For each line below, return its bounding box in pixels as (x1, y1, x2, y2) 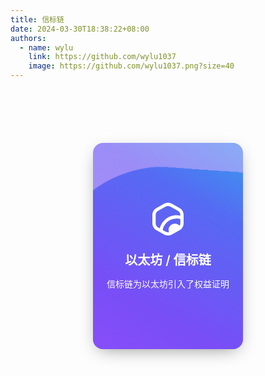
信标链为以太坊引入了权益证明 (106, 278, 230, 290)
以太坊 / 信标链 (124, 252, 212, 268)
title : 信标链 (10, 14, 65, 25)
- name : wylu (19, 42, 74, 53)
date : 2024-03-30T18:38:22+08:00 (10, 24, 150, 34)
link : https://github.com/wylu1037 (28, 52, 177, 62)
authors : (10, 33, 47, 43)
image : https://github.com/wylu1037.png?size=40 (28, 61, 235, 71)
